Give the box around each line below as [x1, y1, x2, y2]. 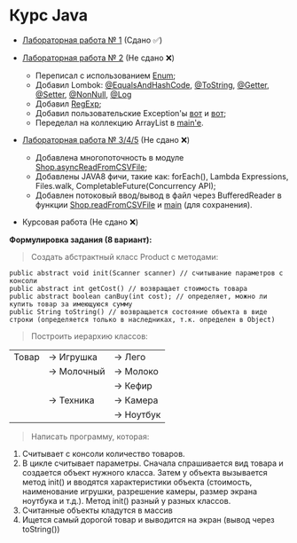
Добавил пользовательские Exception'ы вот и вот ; [35, 107, 227, 118]
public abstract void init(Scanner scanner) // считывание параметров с [9, 268, 284, 278]
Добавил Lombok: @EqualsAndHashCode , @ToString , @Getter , [35, 79, 270, 90]
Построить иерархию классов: [30, 330, 148, 342]
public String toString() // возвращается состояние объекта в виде [9, 307, 268, 316]
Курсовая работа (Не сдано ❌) [21, 216, 139, 227]
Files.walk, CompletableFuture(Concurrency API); [35, 180, 216, 191]
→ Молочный [48, 365, 106, 377]
